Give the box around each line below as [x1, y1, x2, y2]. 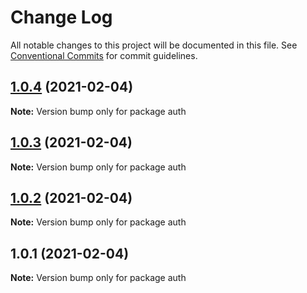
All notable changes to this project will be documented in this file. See [10, 39, 298, 51]
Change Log [10, 6, 113, 29]
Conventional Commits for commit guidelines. [10, 49, 198, 61]
